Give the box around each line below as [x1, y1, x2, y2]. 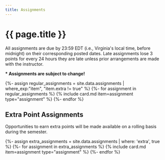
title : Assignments [5, 7, 46, 12]
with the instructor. [5, 61, 44, 67]
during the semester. [5, 129, 48, 135]
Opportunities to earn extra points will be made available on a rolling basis [5, 124, 157, 130]
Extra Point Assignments [5, 110, 83, 119]
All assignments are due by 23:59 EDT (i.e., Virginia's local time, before [5, 45, 151, 51]
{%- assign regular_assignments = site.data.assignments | [5, 80, 124, 86]
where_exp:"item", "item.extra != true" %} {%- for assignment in [5, 85, 137, 91]
